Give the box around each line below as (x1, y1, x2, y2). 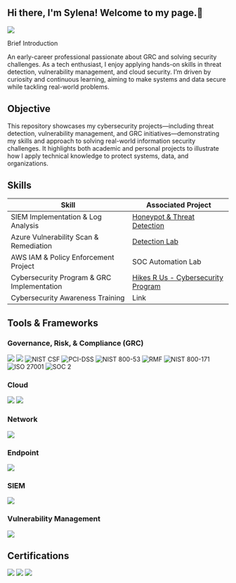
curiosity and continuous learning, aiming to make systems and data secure (7, 75, 226, 83)
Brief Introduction (7, 39, 58, 47)
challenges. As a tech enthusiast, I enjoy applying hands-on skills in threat (7, 60, 222, 68)
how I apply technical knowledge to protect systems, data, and (7, 151, 189, 160)
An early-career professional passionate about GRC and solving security (7, 52, 217, 61)
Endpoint (7, 448, 39, 458)
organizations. (7, 159, 49, 168)
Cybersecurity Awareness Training (11, 293, 125, 303)
